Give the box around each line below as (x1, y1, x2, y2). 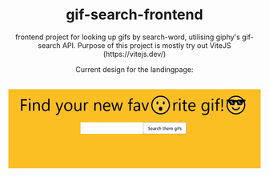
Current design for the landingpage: (75, 64, 194, 74)
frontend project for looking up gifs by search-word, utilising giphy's (14, 32, 240, 42)
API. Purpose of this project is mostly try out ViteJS (62, 40, 231, 50)
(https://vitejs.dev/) (102, 49, 167, 58)
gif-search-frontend (66, 6, 203, 24)
